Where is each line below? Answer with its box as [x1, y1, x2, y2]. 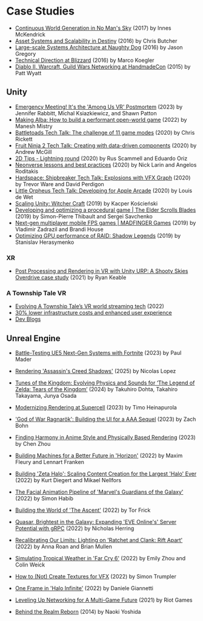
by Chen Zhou [15, 440, 51, 448]
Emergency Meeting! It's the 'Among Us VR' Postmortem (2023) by [15, 103, 183, 110]
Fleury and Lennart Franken [15, 458, 85, 466]
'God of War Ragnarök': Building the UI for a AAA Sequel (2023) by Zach [15, 415, 196, 423]
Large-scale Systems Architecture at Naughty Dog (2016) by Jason [15, 44, 183, 51]
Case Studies [6, 4, 75, 18]
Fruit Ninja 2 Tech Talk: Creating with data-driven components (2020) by [15, 141, 197, 149]
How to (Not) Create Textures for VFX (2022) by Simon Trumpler [15, 573, 177, 580]
